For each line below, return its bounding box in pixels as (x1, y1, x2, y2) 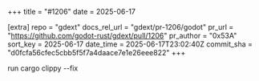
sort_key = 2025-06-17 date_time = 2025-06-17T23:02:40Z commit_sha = (7, 39, 253, 49)
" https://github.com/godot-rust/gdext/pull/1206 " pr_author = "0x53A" (7, 31, 237, 40)
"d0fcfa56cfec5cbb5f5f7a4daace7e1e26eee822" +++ (7, 48, 186, 57)
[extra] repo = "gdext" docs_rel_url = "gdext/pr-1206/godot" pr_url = (7, 22, 234, 31)
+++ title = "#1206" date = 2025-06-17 (7, 7, 136, 16)
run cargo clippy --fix (7, 63, 79, 73)
